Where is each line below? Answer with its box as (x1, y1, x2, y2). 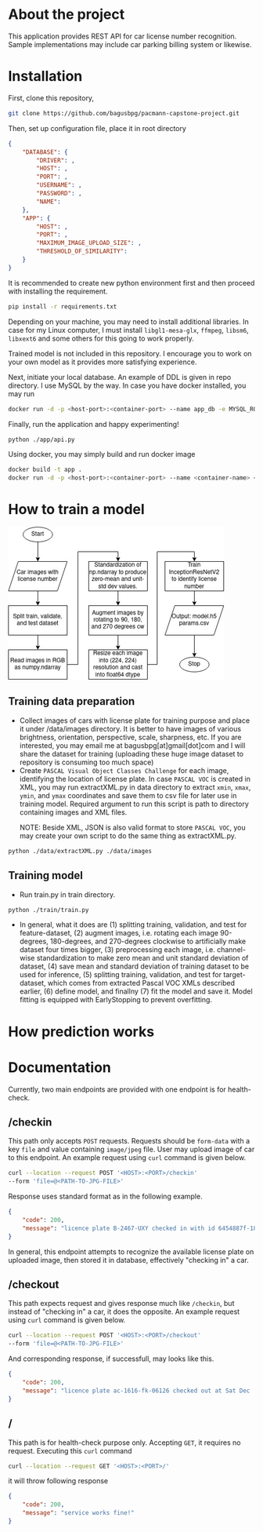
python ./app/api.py (8, 436, 76, 443)
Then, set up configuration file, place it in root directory (8, 123, 186, 133)
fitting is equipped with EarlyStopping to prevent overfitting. (19, 995, 213, 1005)
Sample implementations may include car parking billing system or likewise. (8, 39, 252, 49)
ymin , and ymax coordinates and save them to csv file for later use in (19, 790, 237, 800)
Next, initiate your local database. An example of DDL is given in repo (8, 372, 232, 381)
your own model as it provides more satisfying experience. (8, 357, 197, 367)
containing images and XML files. (19, 807, 128, 817)
